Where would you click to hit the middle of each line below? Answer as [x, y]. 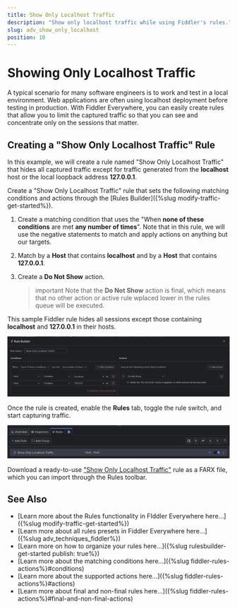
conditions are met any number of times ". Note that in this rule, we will [121, 227]
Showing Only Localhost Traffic [102, 73]
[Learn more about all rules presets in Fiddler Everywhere [101, 531]
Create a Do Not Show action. [61, 277]
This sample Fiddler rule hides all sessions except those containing [105, 319]
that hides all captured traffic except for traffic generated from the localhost [118, 169]
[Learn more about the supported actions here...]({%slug [100, 577]
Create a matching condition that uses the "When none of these [111, 219]
